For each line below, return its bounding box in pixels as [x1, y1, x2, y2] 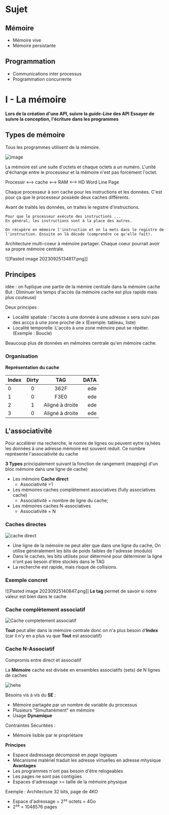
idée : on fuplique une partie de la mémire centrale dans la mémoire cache [5, 284, 160, 290]
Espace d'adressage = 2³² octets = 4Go [12, 798, 96, 804]
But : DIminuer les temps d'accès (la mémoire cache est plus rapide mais [5, 289, 157, 295]
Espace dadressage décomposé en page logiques [12, 752, 117, 758]
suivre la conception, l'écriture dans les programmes [5, 116, 119, 122]
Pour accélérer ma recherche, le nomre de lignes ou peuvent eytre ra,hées [5, 440, 161, 447]
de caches [5, 672, 27, 678]
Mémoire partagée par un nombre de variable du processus [12, 701, 138, 708]
